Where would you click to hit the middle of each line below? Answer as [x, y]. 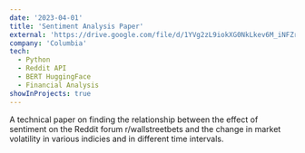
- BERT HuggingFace [54, 77]
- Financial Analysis [59, 85]
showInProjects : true [50, 93]
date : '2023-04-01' [46, 18]
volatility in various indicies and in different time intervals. [117, 139]
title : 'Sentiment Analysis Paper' [77, 26]
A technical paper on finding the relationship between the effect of [134, 120]
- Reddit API [42, 69]
